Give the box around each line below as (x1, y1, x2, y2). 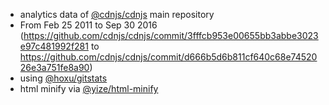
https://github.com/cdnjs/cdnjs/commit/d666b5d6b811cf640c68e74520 (19, 51, 318, 63)
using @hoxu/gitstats (19, 72, 108, 84)
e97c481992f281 (19, 40, 89, 52)
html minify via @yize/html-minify (19, 83, 159, 94)
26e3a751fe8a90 (19, 62, 90, 73)
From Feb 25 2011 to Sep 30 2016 (19, 19, 158, 31)
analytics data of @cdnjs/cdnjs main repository (19, 9, 215, 20)
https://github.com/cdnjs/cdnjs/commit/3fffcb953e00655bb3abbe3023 (23, 30, 319, 41)
